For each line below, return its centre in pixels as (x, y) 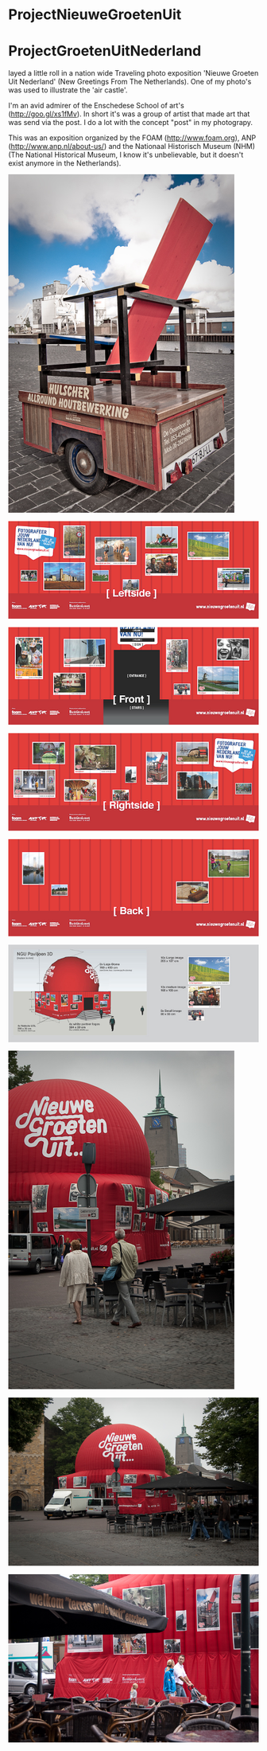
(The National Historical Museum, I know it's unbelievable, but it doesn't (126, 155)
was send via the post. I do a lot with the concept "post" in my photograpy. (130, 123)
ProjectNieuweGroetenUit (95, 15)
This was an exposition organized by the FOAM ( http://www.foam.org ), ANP (132, 138)
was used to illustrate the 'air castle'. (68, 90)
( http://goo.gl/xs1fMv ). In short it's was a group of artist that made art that (129, 114)
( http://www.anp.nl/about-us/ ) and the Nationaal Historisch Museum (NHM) (132, 147)
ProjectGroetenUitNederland (105, 51)
